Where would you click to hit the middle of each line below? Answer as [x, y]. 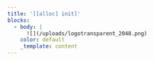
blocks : [19, 20]
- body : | [28, 27]
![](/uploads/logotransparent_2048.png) [87, 33]
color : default [43, 40]
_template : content [49, 46]
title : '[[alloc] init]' [44, 14]
